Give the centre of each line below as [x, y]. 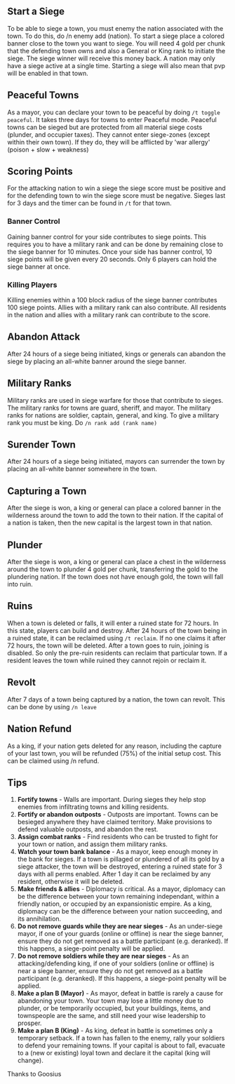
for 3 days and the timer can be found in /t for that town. [89, 203]
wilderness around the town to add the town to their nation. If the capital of [115, 516]
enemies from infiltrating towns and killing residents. [93, 807]
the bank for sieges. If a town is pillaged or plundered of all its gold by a [121, 859]
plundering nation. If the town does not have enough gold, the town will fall [115, 577]
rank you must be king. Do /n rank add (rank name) [82, 422]
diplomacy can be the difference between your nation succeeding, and [120, 911]
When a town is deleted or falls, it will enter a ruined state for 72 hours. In [113, 623]
